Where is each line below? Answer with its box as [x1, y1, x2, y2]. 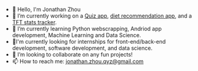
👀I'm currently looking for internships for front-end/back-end [12, 38, 166, 45]
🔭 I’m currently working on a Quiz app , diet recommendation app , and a [12, 12, 193, 19]
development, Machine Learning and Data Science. [12, 32, 142, 39]
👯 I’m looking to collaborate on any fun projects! [12, 51, 133, 58]
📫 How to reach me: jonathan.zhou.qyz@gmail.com [12, 58, 144, 65]
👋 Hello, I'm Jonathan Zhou [12, 6, 81, 13]
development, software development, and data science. [12, 44, 153, 52]
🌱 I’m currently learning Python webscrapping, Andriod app [12, 25, 162, 32]
